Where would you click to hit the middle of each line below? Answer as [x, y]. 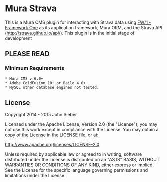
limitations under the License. [35, 176]
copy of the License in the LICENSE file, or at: [52, 135]
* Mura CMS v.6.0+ [24, 79]
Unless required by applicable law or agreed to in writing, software [74, 154]
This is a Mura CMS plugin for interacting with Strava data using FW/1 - [78, 22]
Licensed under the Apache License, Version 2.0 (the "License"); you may [81, 124]
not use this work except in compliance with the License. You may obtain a [82, 130]
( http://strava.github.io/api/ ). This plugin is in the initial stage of [70, 33]
